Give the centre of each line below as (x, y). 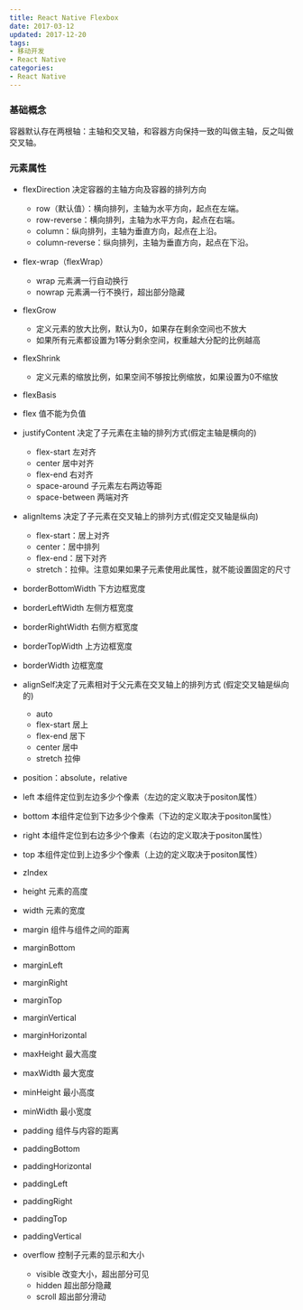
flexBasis (39, 395)
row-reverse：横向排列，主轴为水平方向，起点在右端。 (138, 220)
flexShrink (41, 359)
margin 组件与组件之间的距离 (76, 930)
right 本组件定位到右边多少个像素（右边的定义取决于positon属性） (145, 836)
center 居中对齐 (65, 463)
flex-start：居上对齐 (73, 536)
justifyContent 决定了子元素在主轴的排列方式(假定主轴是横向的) (139, 433)
